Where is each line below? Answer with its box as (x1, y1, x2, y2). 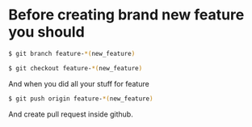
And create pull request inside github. (8, 109, 133, 119)
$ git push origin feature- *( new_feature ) (8, 95, 153, 103)
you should (8, 23, 85, 41)
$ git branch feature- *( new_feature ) (8, 49, 136, 57)
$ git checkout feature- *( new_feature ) (8, 64, 143, 72)
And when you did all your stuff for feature (8, 78, 149, 88)
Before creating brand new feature (8, 6, 245, 24)
